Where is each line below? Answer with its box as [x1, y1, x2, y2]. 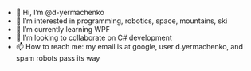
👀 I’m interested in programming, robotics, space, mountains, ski [15, 16, 228, 26]
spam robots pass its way [15, 53, 100, 63]
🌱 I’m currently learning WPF [15, 25, 110, 34]
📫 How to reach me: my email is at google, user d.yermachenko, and [15, 42, 243, 51]
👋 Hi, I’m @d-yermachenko [15, 8, 105, 17]
